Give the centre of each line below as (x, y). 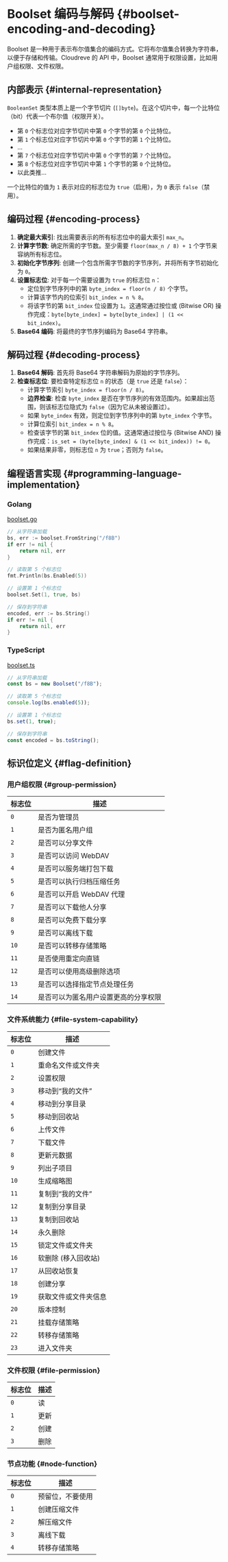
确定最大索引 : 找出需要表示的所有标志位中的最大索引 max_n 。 (102, 237)
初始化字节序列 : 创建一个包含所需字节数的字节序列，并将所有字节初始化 (118, 263)
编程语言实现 (34, 473)
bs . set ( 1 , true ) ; (32, 721)
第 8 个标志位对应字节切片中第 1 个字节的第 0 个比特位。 (96, 164)
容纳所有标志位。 (41, 254)
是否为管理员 (59, 817)
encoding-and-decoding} (81, 29)
